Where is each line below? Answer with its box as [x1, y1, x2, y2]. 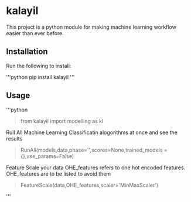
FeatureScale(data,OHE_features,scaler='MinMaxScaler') [20, 182, 159, 189]
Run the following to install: [6, 62, 71, 69]
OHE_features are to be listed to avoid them [6, 170, 111, 177]
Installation [6, 47, 48, 57]
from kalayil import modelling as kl [20, 117, 104, 124]
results [6, 135, 23, 142]
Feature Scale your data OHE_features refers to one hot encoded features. [6, 164, 186, 171]
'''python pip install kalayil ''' [6, 73, 75, 80]
